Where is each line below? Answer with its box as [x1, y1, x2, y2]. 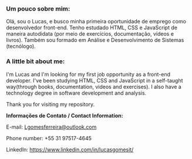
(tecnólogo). [6, 43, 36, 50]
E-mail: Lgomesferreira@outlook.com [6, 123, 97, 130]
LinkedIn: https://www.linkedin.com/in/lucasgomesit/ [6, 146, 134, 153]
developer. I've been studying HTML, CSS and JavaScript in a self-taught [6, 77, 183, 84]
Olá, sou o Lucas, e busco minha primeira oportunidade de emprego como [6, 18, 187, 25]
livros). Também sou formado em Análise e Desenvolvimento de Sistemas [6, 37, 184, 44]
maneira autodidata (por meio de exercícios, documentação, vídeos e [6, 30, 174, 37]
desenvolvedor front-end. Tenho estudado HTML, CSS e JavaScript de [6, 24, 178, 31]
